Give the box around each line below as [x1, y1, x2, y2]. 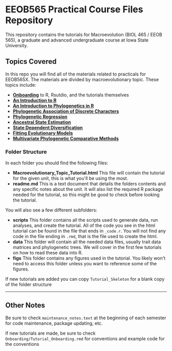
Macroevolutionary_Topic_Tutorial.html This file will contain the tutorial [12, 170, 165, 176]
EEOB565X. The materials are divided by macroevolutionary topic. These [5, 76, 159, 83]
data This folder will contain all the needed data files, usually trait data [12, 239, 161, 245]
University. [5, 42, 28, 48]
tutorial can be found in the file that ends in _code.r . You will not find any [12, 228, 166, 234]
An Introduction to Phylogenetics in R [12, 103, 94, 109]
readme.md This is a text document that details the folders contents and [12, 181, 166, 187]
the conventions [5, 341, 39, 347]
